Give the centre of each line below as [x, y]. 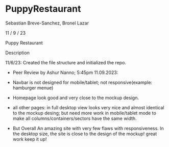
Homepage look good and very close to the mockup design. [76, 97]
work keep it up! [30, 139]
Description [17, 53]
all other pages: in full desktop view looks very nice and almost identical [88, 107]
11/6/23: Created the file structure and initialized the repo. [66, 62]
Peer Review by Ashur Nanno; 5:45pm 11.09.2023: [65, 72]
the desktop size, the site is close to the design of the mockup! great [85, 134]
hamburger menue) [33, 88]
